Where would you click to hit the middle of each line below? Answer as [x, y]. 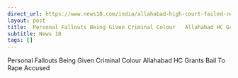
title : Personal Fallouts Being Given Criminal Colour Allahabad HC [115, 27]
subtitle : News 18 [34, 34]
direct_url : [25, 14]
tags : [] [20, 40]
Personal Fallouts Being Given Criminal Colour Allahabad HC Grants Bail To [116, 60]
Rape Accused [29, 68]
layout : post [27, 21]
